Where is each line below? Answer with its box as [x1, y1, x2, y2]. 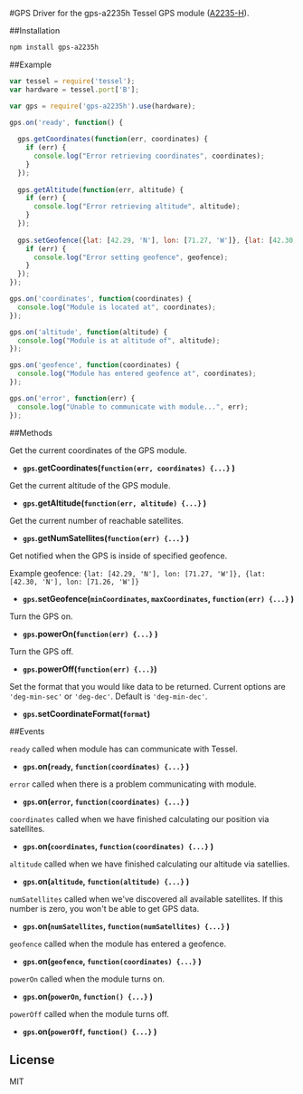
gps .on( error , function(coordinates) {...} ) [22, 796, 190, 807]
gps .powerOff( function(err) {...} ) [22, 663, 157, 674]
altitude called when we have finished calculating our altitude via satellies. [9, 858, 290, 869]
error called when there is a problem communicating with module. [9, 779, 257, 789]
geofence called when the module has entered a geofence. [9, 938, 227, 949]
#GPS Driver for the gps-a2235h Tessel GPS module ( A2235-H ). [9, 8, 250, 18]
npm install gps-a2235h [9, 43, 99, 52]
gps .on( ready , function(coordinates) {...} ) [22, 760, 190, 771]
